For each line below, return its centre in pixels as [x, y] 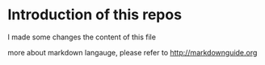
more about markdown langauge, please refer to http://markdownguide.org [132, 52]
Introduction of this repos [95, 15]
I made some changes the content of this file [82, 37]
